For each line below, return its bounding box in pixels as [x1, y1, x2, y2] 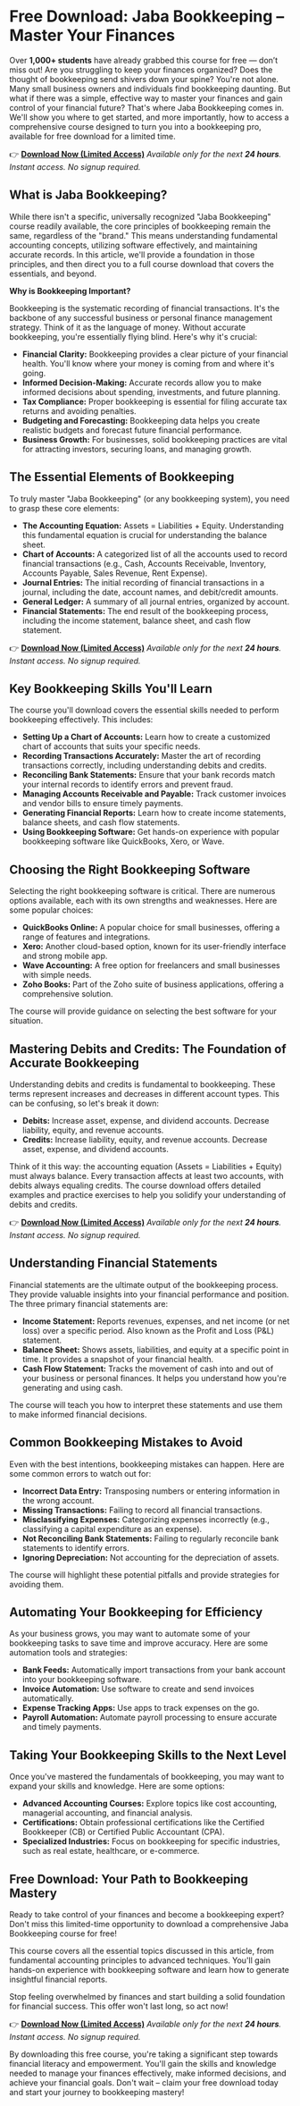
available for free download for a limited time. [9, 131, 176, 141]
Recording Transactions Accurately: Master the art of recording [21, 751, 262, 762]
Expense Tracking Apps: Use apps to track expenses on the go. [21, 1703, 260, 1714]
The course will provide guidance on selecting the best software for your [9, 1006, 277, 1016]
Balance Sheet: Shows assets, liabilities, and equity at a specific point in [21, 1344, 289, 1355]
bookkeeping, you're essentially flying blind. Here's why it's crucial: [9, 331, 257, 341]
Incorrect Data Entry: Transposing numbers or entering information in [21, 1486, 280, 1496]
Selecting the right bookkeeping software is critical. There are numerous [9, 886, 276, 897]
